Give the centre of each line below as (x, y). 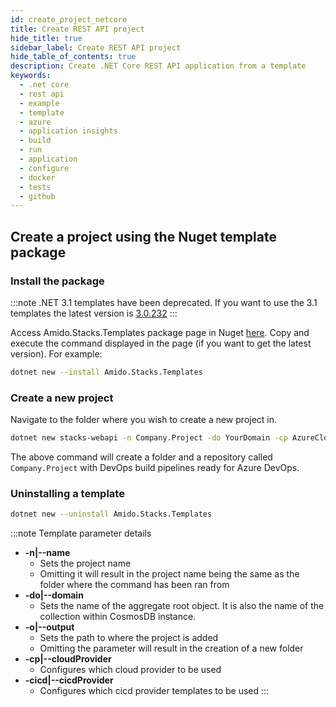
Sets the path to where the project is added (129, 638)
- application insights (68, 131)
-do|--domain (54, 595)
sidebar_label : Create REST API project (96, 47)
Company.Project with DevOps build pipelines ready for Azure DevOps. (155, 467)
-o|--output (49, 627)
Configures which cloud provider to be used (130, 670)
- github (37, 196)
